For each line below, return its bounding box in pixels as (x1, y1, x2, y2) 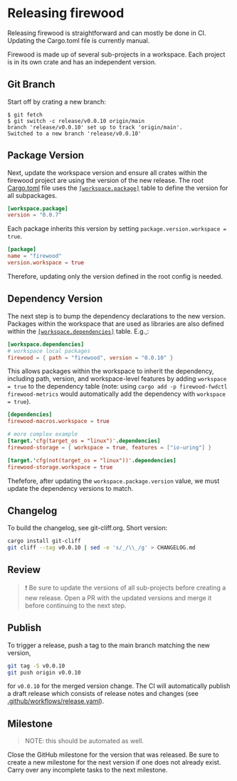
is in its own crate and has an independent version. (7, 57, 157, 66)
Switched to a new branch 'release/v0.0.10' (7, 130, 142, 137)
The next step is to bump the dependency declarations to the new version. (7, 312, 226, 320)
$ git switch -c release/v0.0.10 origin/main (7, 117, 144, 124)
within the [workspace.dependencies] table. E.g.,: (7, 327, 149, 335)
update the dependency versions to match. (7, 484, 134, 492)
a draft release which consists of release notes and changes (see (7, 690, 199, 698)
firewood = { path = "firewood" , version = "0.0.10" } (7, 354, 174, 362)
